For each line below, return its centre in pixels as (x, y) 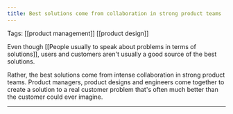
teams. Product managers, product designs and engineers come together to (116, 82)
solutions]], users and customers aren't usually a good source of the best (112, 54)
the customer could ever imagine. (55, 97)
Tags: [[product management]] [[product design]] (78, 33)
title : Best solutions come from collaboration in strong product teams (114, 13)
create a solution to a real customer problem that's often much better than (113, 89)
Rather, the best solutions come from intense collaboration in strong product (116, 75)
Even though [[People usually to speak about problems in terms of (102, 46)
